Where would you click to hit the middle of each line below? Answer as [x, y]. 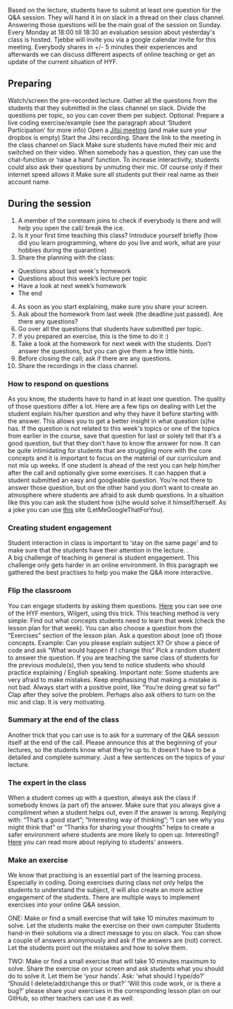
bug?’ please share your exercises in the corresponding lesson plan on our [114, 991]
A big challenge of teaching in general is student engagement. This [104, 558]
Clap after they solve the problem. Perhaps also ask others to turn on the [112, 694]
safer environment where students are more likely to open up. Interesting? [113, 835]
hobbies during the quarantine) [62, 250]
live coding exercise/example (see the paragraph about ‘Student [100, 122]
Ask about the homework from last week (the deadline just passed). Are [120, 314]
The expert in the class [47, 782]
